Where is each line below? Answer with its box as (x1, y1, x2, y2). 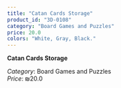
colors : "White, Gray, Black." (7, 35, 96, 42)
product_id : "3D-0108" (7, 16, 72, 23)
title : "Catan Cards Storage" (7, 10, 94, 17)
